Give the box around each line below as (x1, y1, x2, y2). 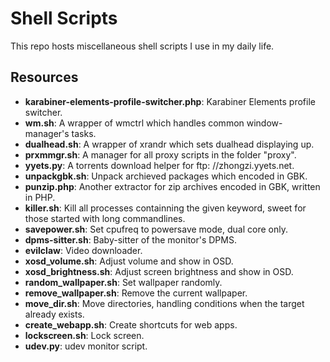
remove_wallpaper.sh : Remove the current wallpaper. (24, 287, 248, 299)
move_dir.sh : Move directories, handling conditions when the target (24, 297, 305, 309)
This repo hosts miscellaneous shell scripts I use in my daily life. (10, 40, 275, 52)
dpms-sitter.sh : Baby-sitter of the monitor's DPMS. (24, 233, 237, 246)
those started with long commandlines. (24, 212, 186, 224)
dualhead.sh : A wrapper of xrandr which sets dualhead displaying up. (24, 138, 315, 150)
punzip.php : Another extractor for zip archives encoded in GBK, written (24, 180, 321, 192)
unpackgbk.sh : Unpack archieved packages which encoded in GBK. (24, 170, 308, 182)
